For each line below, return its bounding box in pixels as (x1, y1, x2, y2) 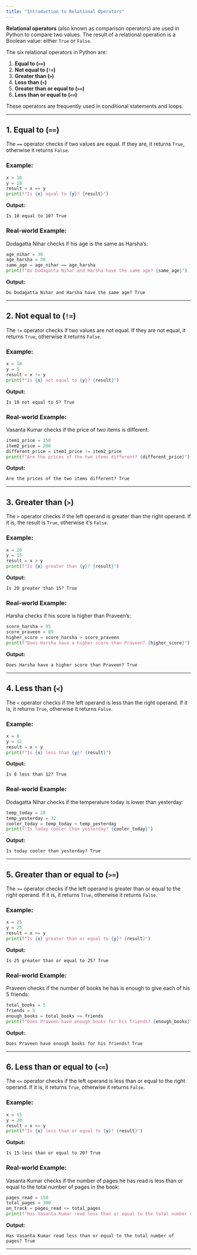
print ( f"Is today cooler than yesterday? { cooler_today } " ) (6, 826, 154, 832)
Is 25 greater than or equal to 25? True (6, 957, 109, 963)
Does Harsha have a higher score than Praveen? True (6, 662, 138, 668)
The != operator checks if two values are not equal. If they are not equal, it (6, 326, 186, 333)
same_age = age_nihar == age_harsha (6, 262, 96, 268)
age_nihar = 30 (6, 251, 43, 257)
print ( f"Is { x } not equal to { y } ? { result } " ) (6, 377, 119, 383)
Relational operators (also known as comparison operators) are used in (6, 25, 180, 32)
